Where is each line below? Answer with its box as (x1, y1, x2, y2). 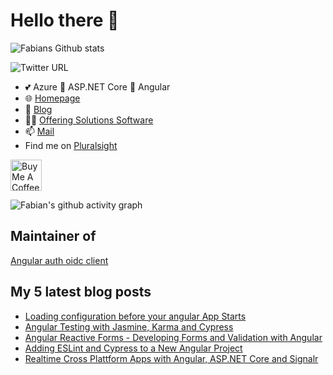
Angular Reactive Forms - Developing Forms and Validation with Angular (24, 331, 323, 343)
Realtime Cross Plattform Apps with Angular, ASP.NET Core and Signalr (24, 352, 319, 364)
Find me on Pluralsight (24, 139, 118, 151)
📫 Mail (24, 125, 55, 137)
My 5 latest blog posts (10, 284, 152, 301)
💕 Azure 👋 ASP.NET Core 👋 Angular (24, 80, 171, 93)
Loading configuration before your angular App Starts (24, 310, 247, 322)
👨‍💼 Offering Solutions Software (24, 114, 154, 126)
